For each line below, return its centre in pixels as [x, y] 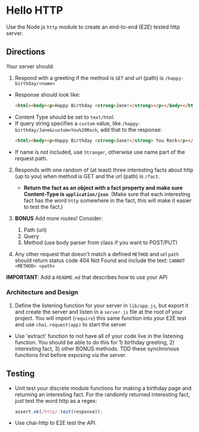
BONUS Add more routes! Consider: [59, 218]
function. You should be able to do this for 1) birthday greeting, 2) [95, 342]
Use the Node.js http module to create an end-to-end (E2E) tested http [93, 27]
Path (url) [35, 229]
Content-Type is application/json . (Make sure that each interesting [107, 194]
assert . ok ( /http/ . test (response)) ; [59, 412]
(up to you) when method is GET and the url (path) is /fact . [87, 176]
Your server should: [30, 66]
